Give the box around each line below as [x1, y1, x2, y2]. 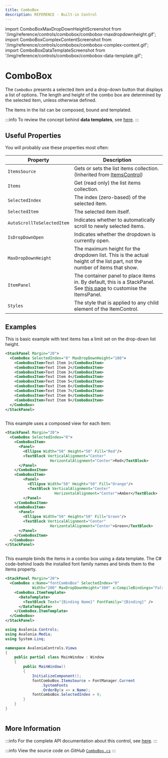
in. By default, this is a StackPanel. [74, 279, 155, 286]
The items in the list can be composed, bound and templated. [5, 107, 131, 113]
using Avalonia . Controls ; [5, 627, 59, 633]
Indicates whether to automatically [74, 216, 155, 223]
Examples [5, 322, 36, 331]
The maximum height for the [74, 245, 141, 252]
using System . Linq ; [5, 636, 46, 642]
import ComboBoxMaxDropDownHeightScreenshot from [5, 26, 121, 32]
